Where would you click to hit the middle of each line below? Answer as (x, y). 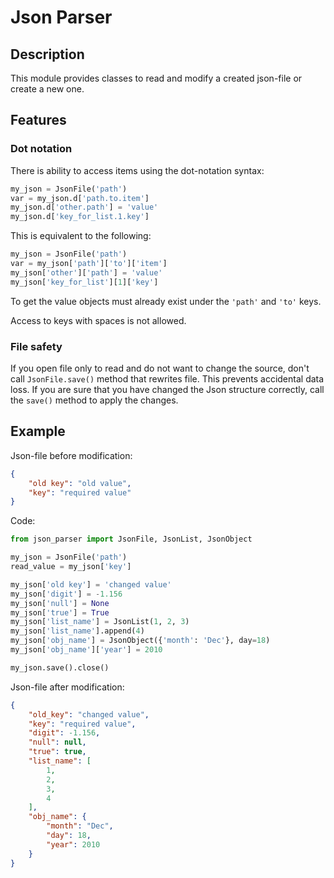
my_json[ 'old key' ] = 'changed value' (91, 584)
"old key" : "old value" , (80, 483)
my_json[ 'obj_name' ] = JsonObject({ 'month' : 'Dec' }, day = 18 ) (140, 641)
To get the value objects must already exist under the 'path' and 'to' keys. (166, 301)
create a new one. (47, 89)
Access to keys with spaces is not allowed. (98, 320)
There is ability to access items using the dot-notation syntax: (137, 170)
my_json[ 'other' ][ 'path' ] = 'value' (86, 272)
